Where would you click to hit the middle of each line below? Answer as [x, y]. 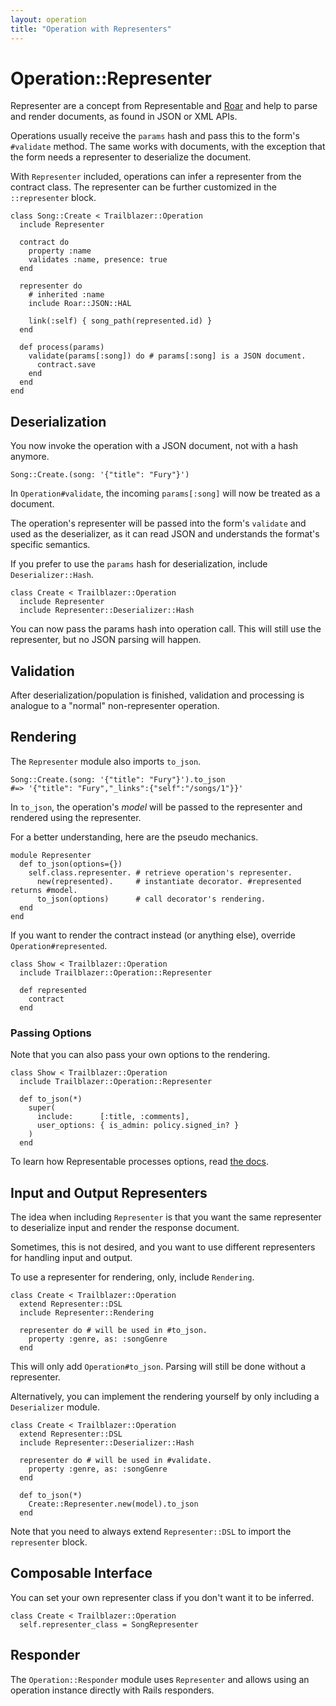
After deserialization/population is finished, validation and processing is [157, 695]
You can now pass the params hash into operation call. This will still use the [166, 629]
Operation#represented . [59, 945]
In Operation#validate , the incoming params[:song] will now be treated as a [165, 493]
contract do [44, 242]
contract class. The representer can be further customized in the [143, 187]
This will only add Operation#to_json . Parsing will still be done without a [158, 1366]
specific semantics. [50, 545]
